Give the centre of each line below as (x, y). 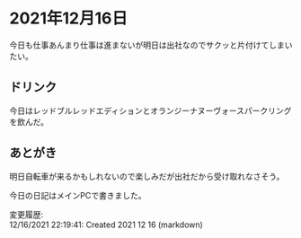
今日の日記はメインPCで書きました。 (78, 195)
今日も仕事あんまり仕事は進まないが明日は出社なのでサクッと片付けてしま (147, 45)
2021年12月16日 (69, 18)
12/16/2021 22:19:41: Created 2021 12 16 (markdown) (106, 225)
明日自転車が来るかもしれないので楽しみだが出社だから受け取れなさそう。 (147, 176)
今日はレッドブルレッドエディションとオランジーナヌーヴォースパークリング (150, 110)
